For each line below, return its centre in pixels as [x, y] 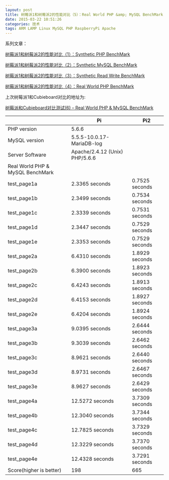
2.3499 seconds [91, 198]
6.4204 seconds [91, 314]
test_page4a [23, 401]
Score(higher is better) [35, 470]
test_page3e [23, 387]
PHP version [22, 129]
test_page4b [23, 416]
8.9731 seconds [91, 372]
